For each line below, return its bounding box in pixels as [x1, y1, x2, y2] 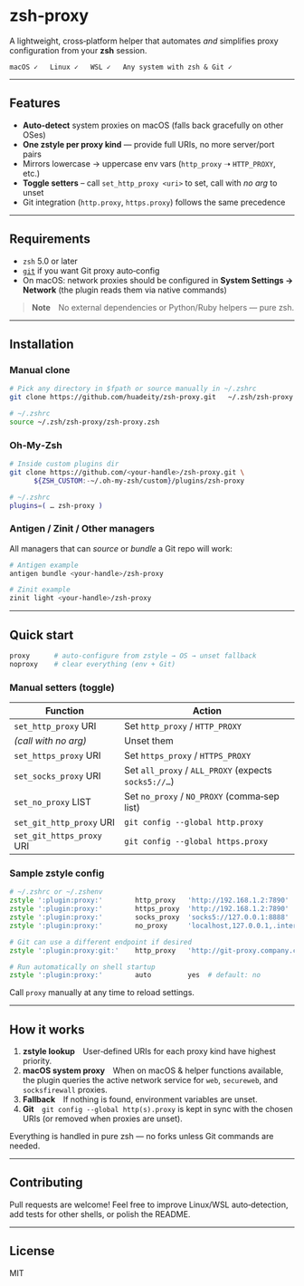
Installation [9, 336, 74, 351]
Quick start [9, 627, 74, 643]
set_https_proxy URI [14, 749, 101, 762]
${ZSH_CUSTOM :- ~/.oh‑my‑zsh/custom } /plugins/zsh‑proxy [33, 476, 245, 485]
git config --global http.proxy [124, 817, 264, 828]
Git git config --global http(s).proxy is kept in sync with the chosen [22, 1104, 293, 1115]
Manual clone [9, 363, 71, 376]
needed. [9, 1140, 41, 1151]
